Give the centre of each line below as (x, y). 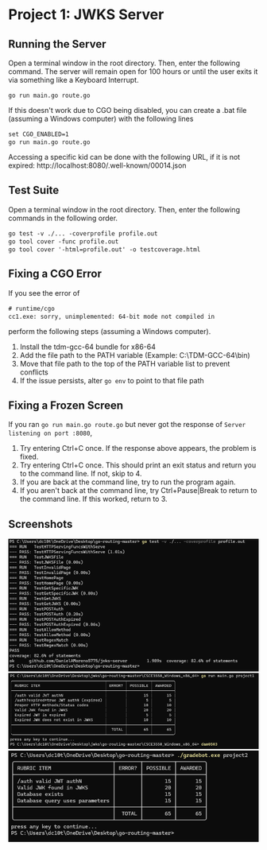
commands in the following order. (63, 218)
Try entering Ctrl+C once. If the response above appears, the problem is (138, 448)
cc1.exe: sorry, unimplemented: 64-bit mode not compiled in (112, 316)
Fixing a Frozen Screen (66, 406)
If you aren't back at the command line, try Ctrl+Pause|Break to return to (138, 491)
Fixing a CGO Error (55, 274)
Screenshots (41, 524)
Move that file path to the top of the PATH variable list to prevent (125, 363)
